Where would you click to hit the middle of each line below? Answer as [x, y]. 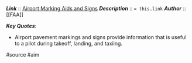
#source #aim [23, 55]
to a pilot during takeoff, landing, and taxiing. [68, 43]
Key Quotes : [21, 26]
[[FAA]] [15, 15]
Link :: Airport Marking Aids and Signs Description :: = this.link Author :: [96, 8]
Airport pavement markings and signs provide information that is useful [100, 37]
